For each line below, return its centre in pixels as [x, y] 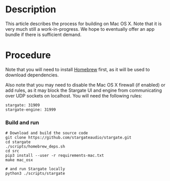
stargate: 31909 [23, 105]
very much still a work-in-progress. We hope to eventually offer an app [80, 29]
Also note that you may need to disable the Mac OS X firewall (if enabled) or [85, 85]
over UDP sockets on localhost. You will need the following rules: [74, 95]
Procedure [28, 55]
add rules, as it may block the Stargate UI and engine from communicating [84, 90]
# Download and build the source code [47, 133]
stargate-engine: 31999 [31, 109]
